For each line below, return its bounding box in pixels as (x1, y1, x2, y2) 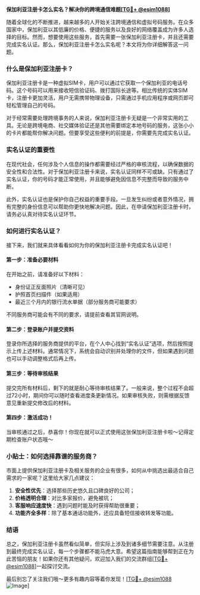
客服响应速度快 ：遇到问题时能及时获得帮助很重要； (14, 502, 140, 509)
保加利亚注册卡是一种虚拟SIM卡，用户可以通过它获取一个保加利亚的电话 (6, 79, 183, 87)
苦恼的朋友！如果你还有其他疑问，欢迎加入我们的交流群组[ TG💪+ (11, 555, 168, 563)
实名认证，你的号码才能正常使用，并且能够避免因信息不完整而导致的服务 (6, 175, 183, 183)
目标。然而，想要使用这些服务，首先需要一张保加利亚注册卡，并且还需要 (16, 33, 194, 41)
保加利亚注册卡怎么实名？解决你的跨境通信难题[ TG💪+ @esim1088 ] (6, 6, 171, 13)
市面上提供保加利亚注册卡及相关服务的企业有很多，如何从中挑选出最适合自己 (6, 467, 194, 474)
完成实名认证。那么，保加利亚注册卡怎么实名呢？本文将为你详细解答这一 (6, 41, 183, 48)
